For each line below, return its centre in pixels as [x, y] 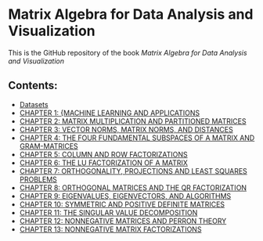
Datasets [34, 104]
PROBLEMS [38, 179]
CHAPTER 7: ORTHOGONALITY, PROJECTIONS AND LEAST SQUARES [133, 171]
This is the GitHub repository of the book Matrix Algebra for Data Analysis [128, 52]
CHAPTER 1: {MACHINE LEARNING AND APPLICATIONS [110, 113]
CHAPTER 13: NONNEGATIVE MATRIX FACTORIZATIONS [110, 229]
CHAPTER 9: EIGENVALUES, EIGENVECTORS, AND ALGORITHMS [125, 196]
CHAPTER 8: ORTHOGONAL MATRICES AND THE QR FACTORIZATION [133, 187]
